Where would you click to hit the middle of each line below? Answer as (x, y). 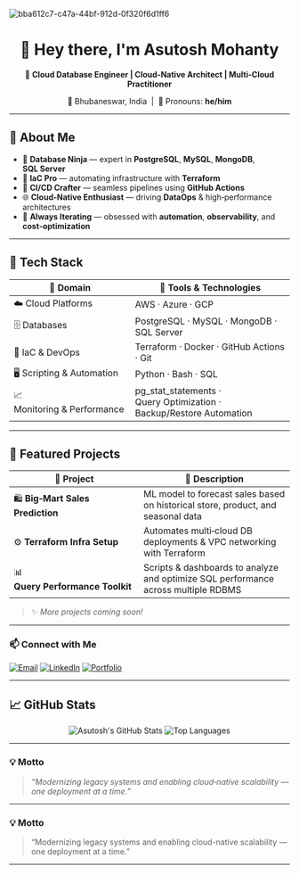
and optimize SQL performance (209, 579)
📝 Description (215, 479)
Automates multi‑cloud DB (198, 531)
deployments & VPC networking (210, 542)
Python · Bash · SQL (176, 375)
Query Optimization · (178, 401)
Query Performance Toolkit (73, 586)
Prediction (36, 513)
